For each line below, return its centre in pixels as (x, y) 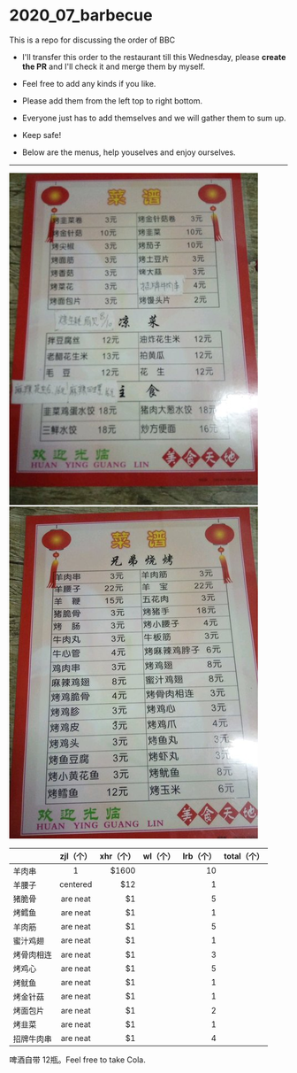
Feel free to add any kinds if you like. (89, 83)
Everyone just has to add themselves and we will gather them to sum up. (154, 118)
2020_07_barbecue (81, 15)
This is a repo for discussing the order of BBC (92, 40)
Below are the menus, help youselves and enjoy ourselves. (129, 152)
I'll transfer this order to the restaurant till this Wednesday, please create (154, 57)
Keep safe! (42, 135)
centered (76, 884)
